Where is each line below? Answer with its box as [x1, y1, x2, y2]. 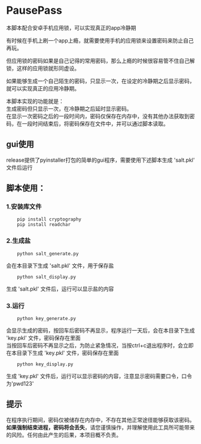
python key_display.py [17, 361, 74, 367]
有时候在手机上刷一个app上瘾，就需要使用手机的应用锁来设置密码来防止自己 [6, 37, 194, 44]
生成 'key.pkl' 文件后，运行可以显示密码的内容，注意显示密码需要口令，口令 [6, 373, 193, 380]
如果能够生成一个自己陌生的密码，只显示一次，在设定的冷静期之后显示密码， [6, 77, 195, 84]
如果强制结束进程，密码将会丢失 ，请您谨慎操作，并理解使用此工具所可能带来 [6, 424, 195, 431]
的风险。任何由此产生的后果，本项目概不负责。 [6, 431, 121, 438]
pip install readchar [17, 222, 71, 228]
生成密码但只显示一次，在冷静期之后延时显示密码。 [6, 105, 132, 112]
